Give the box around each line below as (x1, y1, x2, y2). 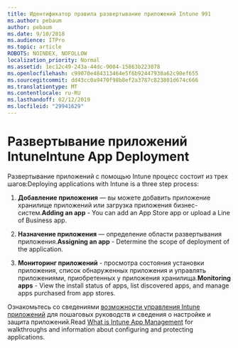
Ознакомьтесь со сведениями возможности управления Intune (7, 303, 200, 311)
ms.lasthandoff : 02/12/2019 (7, 97, 91, 104)
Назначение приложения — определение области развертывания (17, 229, 222, 238)
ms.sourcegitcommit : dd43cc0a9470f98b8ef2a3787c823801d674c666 (7, 76, 199, 84)
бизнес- (173, 200, 198, 210)
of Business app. (17, 216, 67, 224)
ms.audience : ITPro (7, 37, 65, 44)
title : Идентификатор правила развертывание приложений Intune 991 (7, 10, 212, 18)
